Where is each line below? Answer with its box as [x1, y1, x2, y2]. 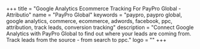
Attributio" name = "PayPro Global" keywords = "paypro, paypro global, [6, 11, 182, 18]
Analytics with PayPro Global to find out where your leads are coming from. [6, 30, 192, 37]
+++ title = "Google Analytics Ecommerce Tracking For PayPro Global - [6, 5, 181, 12]
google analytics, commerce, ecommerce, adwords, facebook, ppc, [6, 18, 173, 24]
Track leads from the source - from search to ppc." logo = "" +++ [6, 37, 167, 43]
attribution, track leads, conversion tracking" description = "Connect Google [6, 24, 194, 31]
